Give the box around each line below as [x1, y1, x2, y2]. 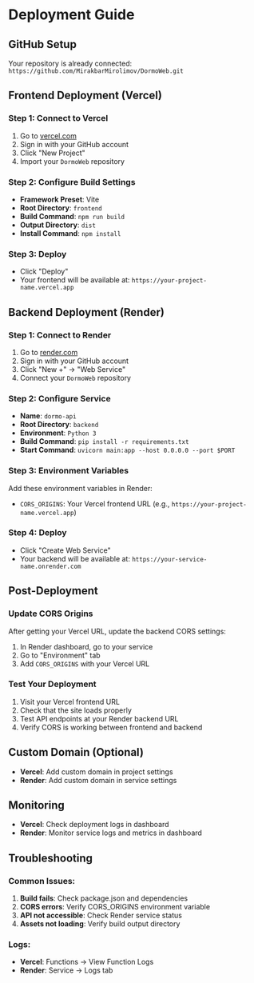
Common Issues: [8, 875, 76, 886]
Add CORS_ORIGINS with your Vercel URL [19, 658, 150, 669]
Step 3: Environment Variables [8, 466, 129, 477]
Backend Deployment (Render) [8, 306, 165, 319]
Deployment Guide [8, 6, 135, 24]
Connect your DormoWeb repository [19, 373, 132, 382]
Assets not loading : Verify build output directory [19, 919, 181, 929]
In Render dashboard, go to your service [19, 641, 153, 651]
